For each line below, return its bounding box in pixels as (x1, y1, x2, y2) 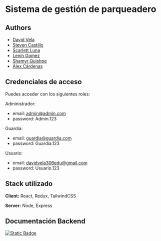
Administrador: (5, 100, 36, 106)
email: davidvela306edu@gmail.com (12, 159, 87, 165)
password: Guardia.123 (12, 140, 60, 146)
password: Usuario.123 (12, 165, 60, 171)
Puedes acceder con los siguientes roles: (5, 91, 90, 97)
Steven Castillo (12, 42, 43, 48)
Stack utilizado (5, 179, 53, 188)
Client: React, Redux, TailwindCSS (5, 192, 76, 198)
